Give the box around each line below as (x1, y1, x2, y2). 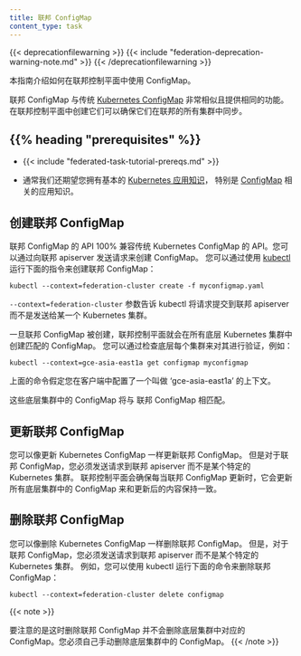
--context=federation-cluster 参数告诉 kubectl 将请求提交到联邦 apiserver (9, 299, 289, 309)
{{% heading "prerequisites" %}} (9, 132, 202, 147)
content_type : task (9, 22, 83, 31)
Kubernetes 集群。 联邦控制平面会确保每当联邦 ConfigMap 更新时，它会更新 (9, 471, 293, 482)
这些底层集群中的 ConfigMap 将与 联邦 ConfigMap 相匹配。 (9, 395, 230, 405)
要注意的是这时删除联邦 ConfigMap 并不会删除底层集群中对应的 (9, 624, 246, 635)
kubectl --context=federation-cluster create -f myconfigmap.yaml (9, 281, 265, 290)
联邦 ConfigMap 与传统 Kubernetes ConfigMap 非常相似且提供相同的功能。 (9, 94, 289, 105)
